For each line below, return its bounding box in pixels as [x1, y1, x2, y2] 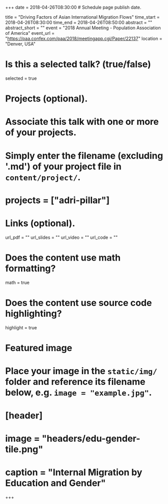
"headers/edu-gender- [42, 433, 140, 444]
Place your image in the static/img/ [5, 365, 157, 377]
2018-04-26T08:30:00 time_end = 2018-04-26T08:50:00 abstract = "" [5, 20, 152, 25]
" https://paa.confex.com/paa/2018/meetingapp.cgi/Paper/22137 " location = [5, 35, 162, 41]
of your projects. [5, 127, 77, 138]
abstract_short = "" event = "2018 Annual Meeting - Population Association [5, 25, 161, 31]
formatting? [5, 263, 56, 274]
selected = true [5, 75, 37, 81]
